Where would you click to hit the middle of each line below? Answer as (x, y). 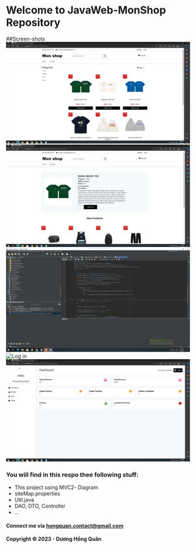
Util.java (24, 499)
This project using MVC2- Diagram (56, 487)
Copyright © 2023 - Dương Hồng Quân (54, 539)
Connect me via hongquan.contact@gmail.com (65, 525)
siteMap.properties (37, 493)
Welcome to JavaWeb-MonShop (86, 10)
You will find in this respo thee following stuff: (72, 474)
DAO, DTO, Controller (40, 506)
